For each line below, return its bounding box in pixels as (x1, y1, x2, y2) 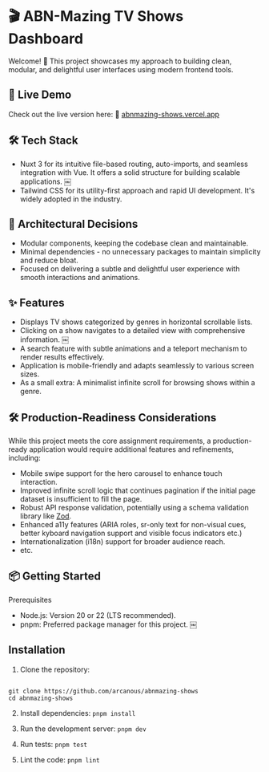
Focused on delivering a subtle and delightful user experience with (19, 264, 240, 274)
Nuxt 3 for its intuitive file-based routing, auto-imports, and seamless (19, 159, 248, 169)
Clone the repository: (19, 664, 90, 674)
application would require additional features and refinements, (29, 445, 235, 454)
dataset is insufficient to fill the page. (19, 494, 143, 503)
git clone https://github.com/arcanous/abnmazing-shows (8, 687, 199, 695)
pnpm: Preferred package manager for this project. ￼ (19, 620, 198, 629)
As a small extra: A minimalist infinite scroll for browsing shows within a (19, 378, 255, 388)
